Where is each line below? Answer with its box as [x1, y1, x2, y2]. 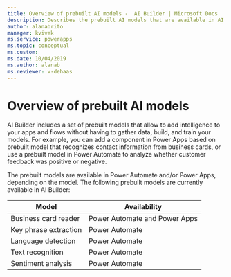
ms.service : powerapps [7, 36, 73, 43]
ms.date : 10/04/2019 [7, 55, 67, 62]
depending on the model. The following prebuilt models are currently [7, 178, 203, 187]
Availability [124, 202, 163, 212]
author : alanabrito [7, 23, 64, 30]
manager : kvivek [7, 29, 54, 37]
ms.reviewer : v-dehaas [7, 68, 73, 75]
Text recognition [10, 247, 64, 257]
